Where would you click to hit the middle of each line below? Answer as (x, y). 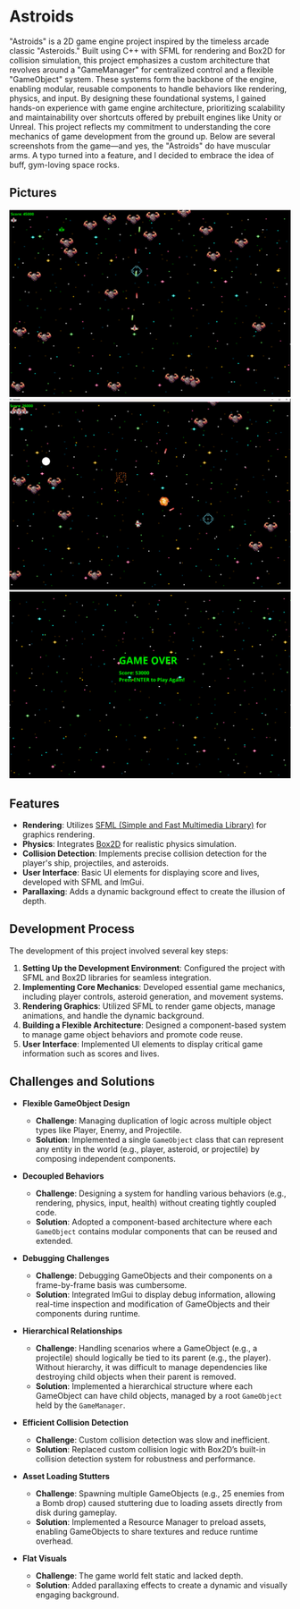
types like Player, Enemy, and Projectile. (108, 1130)
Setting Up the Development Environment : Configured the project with (154, 968)
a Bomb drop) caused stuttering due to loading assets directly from (159, 1503)
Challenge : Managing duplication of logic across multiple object (154, 1121)
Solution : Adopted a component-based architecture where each (154, 1222)
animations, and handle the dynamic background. (113, 1015)
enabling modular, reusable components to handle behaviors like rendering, (148, 89)
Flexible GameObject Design (76, 1103)
